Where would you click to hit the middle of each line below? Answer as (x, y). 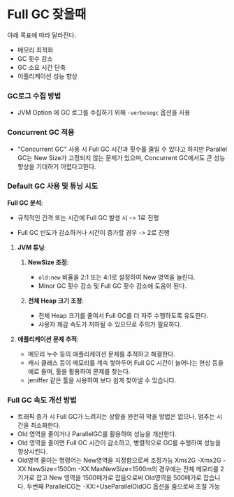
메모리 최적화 (35, 50)
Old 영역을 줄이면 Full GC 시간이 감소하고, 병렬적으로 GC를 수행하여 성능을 (119, 443)
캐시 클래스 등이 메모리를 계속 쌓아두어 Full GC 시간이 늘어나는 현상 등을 (126, 362)
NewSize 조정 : (48, 262)
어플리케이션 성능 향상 (47, 76)
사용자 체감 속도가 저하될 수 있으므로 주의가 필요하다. (110, 324)
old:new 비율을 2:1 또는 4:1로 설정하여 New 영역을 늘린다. (117, 277)
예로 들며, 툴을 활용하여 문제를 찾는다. (79, 371)
